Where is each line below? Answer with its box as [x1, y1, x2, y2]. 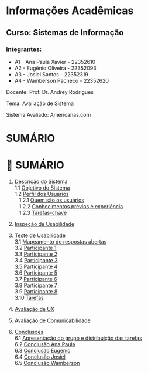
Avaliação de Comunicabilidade [14, 317, 91, 324]
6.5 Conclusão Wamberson [14, 360, 80, 366]
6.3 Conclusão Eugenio [14, 347, 71, 354]
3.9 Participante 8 [14, 288, 58, 295]
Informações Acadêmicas [6, 4, 134, 18]
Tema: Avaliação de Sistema [6, 100, 74, 107]
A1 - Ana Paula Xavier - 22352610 [14, 58, 96, 65]
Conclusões [14, 329, 44, 335]
